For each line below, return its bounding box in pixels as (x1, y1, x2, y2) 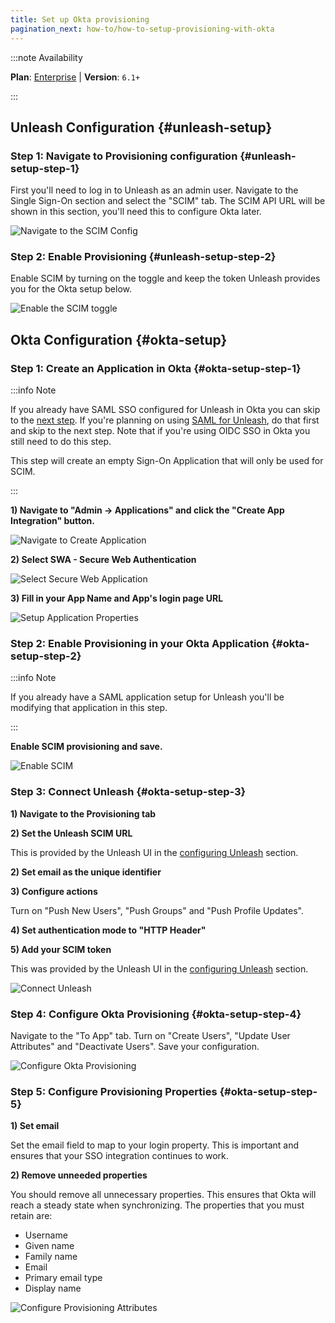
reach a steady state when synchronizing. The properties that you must (10, 1199, 305, 1211)
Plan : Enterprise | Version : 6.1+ (10, 71, 141, 83)
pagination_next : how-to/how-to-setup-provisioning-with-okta (10, 24, 275, 34)
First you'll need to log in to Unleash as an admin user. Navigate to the (10, 184, 299, 196)
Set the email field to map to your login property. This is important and (10, 1139, 300, 1151)
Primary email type (24, 1272, 103, 1284)
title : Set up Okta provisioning (10, 14, 150, 25)
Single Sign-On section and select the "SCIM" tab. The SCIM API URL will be (10, 195, 326, 207)
